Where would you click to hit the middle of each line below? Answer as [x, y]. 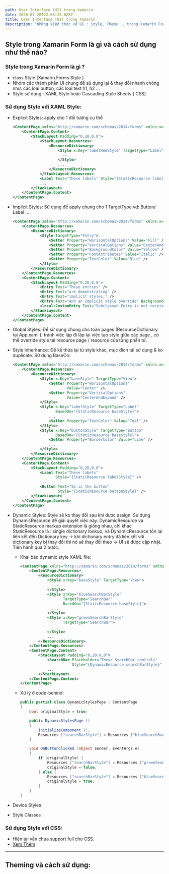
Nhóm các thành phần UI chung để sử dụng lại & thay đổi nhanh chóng [86, 83]
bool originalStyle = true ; [59, 712]
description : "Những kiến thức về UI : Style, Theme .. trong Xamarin [81, 24]
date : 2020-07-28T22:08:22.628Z [39, 15]
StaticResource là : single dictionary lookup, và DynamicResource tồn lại [87, 531]
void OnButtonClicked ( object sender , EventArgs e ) [84, 749]
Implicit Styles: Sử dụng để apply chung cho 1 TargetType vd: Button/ [84, 207]
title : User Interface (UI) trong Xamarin [50, 19]
